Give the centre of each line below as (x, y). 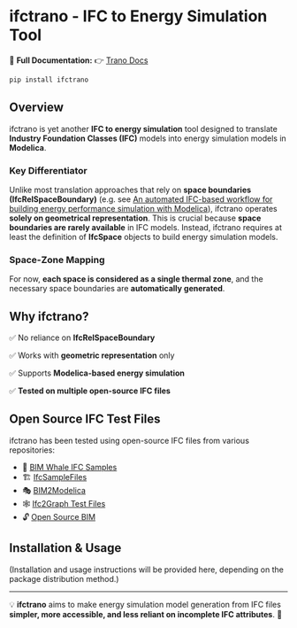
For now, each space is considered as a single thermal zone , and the (136, 279)
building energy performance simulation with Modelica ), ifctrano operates (143, 208)
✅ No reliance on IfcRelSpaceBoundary (82, 337)
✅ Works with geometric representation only (92, 355)
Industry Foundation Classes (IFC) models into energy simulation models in (148, 138)
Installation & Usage (65, 548)
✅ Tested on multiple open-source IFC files (90, 391)
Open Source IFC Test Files (85, 419)
